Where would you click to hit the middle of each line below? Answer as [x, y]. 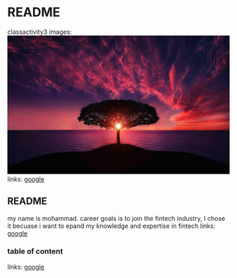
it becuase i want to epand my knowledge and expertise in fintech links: [111, 226]
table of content [35, 251]
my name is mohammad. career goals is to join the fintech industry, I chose [116, 218]
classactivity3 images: [40, 32]
